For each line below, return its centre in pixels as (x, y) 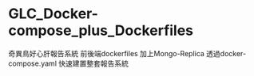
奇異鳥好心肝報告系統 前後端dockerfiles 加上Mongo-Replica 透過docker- (127, 53)
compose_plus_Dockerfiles (101, 30)
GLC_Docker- (53, 14)
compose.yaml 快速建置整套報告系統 (69, 63)
